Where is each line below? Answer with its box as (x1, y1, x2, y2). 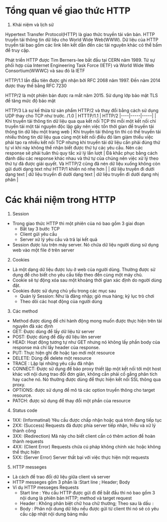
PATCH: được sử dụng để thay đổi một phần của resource (12, 397, 131, 403)
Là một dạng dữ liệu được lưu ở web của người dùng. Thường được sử (12, 266, 156, 273)
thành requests (12, 438, 44, 444)
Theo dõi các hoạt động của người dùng (19, 298, 103, 304)
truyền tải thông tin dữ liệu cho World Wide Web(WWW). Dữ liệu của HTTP (5, 37, 159, 43)
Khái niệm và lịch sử (12, 22, 54, 28)
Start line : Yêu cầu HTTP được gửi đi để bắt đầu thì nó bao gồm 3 (19, 489, 156, 495)
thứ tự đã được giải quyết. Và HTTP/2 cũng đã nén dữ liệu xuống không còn (5, 160, 161, 166)
